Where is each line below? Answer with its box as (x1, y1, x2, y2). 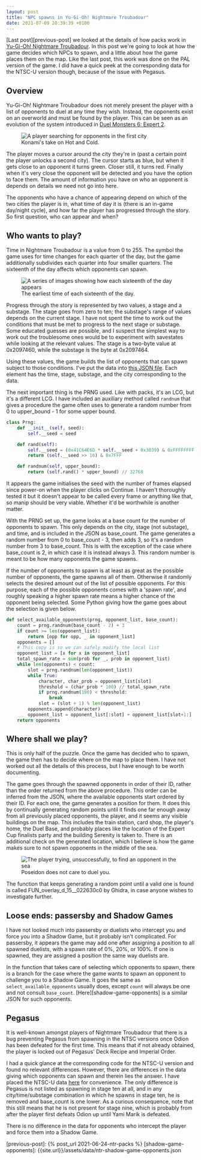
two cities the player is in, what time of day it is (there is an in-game (6, 201, 173, 208)
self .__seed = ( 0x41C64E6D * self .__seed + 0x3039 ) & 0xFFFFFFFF (28, 447, 195, 453)
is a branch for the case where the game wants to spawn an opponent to (6, 970, 186, 977)
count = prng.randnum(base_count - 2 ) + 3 (17, 622, 125, 628)
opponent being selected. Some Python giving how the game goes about (6, 599, 187, 606)
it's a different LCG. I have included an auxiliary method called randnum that (6, 395, 191, 402)
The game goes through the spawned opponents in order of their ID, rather (6, 781, 191, 788)
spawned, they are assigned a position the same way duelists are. (6, 952, 169, 959)
